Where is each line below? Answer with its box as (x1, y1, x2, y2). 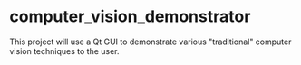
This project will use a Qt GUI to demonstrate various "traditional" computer (9, 36, 292, 47)
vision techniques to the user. (9, 45, 120, 56)
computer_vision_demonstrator (9, 6, 251, 27)
